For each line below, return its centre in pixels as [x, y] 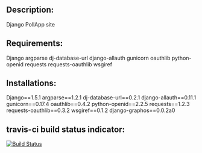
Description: [30, 10]
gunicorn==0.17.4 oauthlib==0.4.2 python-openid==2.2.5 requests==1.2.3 [98, 104]
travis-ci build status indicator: [66, 129]
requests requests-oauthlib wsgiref [69, 64]
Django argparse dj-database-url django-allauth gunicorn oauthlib [88, 58]
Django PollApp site [31, 24]
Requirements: [35, 44]
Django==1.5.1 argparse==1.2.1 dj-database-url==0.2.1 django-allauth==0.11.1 [101, 98]
